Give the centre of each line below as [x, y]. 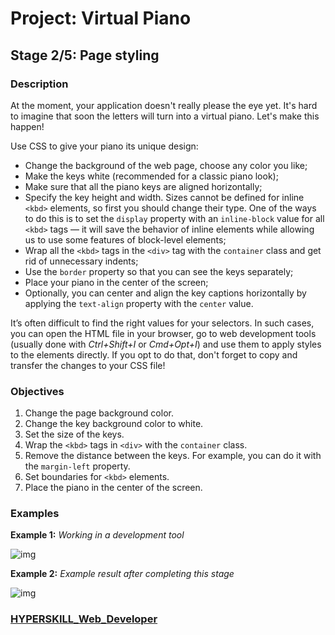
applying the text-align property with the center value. [139, 303]
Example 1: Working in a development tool [97, 535]
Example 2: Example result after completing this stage [122, 574]
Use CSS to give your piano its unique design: [104, 146]
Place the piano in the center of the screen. [113, 488]
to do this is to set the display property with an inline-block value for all [174, 218]
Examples [35, 514]
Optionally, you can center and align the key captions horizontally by [165, 293]
